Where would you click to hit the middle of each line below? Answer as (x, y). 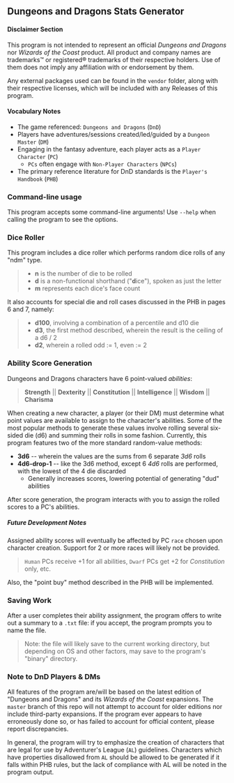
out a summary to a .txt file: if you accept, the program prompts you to (110, 622)
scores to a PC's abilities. (44, 507)
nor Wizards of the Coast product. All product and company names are (109, 52)
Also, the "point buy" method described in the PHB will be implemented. (110, 582)
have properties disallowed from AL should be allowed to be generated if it (114, 757)
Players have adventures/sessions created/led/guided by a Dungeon (114, 134)
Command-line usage (45, 197)
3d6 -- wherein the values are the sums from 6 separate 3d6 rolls (111, 456)
